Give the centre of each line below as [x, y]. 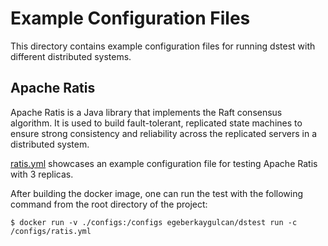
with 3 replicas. [42, 174]
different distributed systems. [71, 56]
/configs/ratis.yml [51, 231]
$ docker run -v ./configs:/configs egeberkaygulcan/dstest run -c [154, 222]
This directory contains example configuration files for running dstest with [163, 46]
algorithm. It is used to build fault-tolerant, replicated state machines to [156, 123]
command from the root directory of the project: [109, 204]
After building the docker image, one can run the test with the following [157, 193]
